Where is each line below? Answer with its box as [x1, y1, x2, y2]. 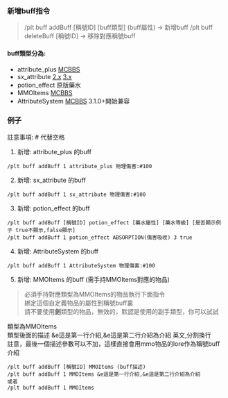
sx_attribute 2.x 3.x [17, 72, 72, 81]
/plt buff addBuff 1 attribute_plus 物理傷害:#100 [7, 163, 152, 169]
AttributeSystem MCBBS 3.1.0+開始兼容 [17, 97, 130, 105]
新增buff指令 [7, 6, 51, 15]
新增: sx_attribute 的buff [17, 176, 87, 184]
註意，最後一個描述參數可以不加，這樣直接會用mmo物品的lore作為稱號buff [7, 339, 220, 348]
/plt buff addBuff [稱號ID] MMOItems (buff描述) [7, 363, 146, 370]
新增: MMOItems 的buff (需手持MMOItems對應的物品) [17, 275, 170, 283]
